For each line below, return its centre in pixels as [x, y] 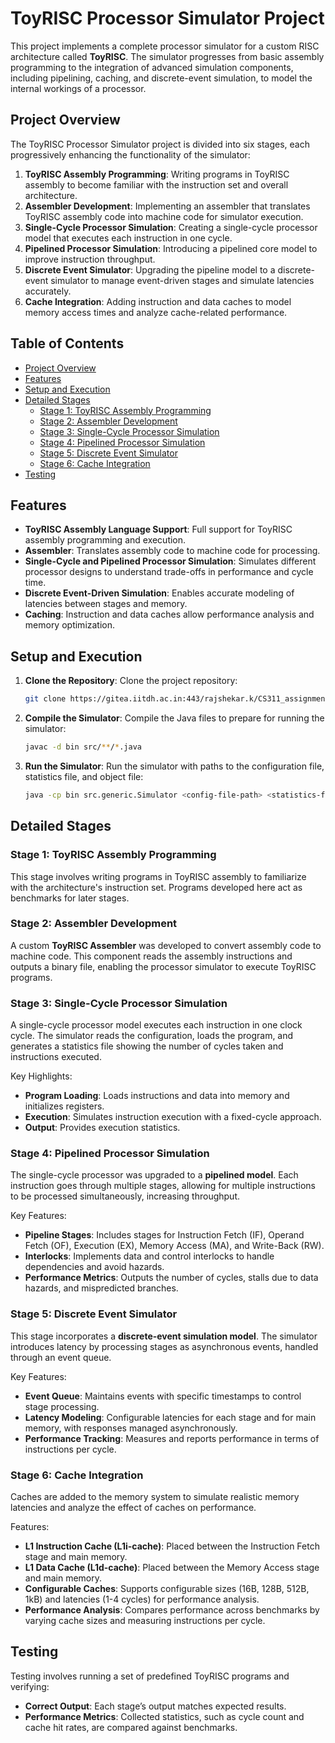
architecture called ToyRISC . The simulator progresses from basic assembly [167, 56]
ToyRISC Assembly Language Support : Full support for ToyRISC [158, 529]
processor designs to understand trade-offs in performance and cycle [169, 572]
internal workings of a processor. [78, 88]
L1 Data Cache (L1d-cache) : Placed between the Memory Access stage [172, 1567]
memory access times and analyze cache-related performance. [156, 312]
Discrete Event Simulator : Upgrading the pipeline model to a [150, 269]
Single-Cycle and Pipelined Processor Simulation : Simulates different [170, 561]
